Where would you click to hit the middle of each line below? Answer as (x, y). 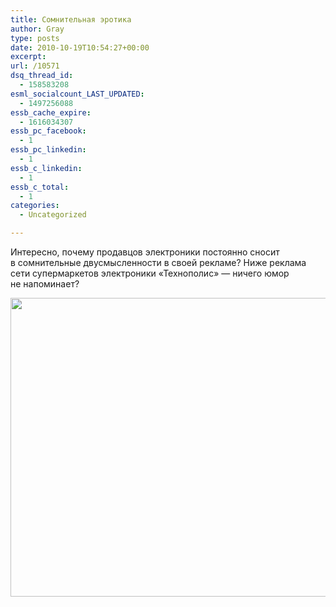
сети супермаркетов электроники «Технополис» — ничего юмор (150, 273)
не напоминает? (45, 284)
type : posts (35, 38)
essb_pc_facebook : (48, 131)
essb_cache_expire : (51, 112)
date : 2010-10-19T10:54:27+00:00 (80, 47)
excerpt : (28, 57)
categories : (35, 206)
